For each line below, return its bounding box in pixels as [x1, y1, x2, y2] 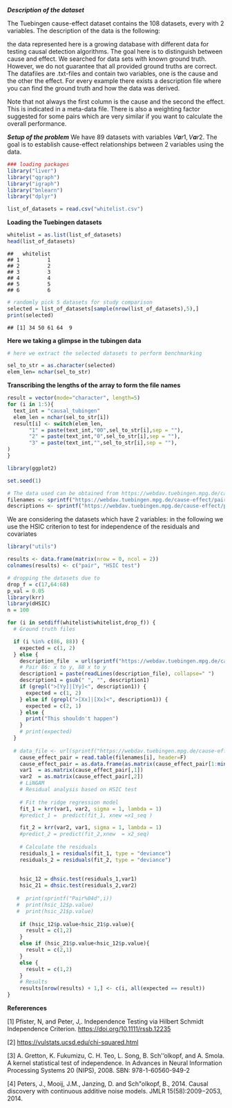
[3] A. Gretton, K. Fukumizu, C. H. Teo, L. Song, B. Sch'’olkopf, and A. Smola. [7, 1051, 224, 1060]
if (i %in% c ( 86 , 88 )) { [13, 638, 85, 645]
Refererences [7, 1004, 47, 1012]
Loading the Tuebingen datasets [7, 218, 102, 227]
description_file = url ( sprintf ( [19, 657, 119, 665]
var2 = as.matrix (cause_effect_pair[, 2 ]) [19, 773, 144, 780]
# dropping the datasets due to [7, 574, 100, 582]
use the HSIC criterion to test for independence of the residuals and [7, 522, 200, 531]
